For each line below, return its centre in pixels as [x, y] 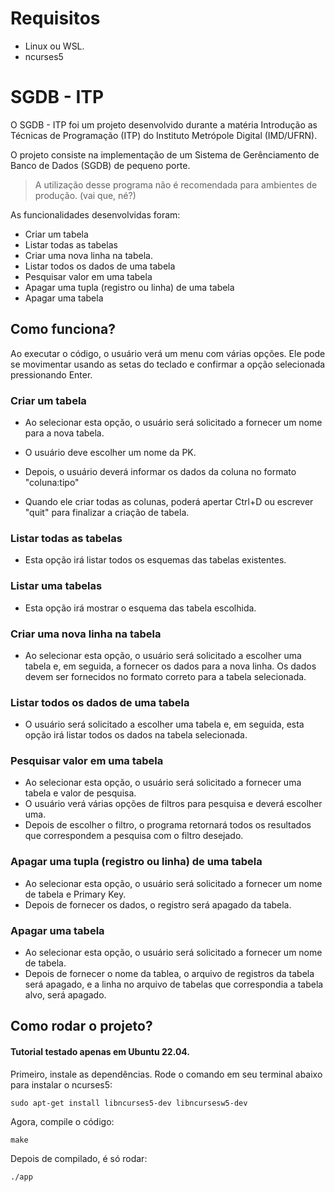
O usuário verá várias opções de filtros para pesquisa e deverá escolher [173, 804]
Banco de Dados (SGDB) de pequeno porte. [100, 165]
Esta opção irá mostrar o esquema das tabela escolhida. [140, 608]
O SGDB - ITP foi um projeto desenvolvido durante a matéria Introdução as [164, 124]
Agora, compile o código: [62, 1121]
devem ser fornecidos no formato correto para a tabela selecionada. [165, 676]
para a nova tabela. [64, 433]
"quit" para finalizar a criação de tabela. [107, 512]
